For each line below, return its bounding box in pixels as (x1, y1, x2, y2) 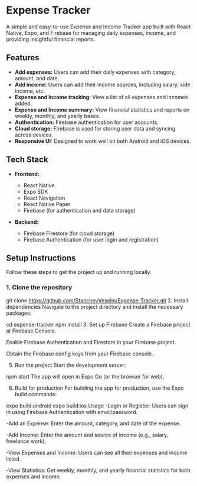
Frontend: (14, 170, 40, 177)
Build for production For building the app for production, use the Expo (14, 384, 184, 392)
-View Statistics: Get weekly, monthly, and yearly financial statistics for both (6, 467, 191, 474)
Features (6, 53, 40, 63)
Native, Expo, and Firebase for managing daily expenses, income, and (6, 29, 176, 36)
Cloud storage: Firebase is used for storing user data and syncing (14, 125, 176, 132)
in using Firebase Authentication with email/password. (6, 408, 138, 415)
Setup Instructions (6, 253, 76, 263)
